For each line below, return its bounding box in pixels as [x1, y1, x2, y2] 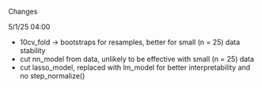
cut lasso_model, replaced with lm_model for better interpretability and [19, 63, 251, 72]
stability [19, 46, 46, 55]
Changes [8, 7, 38, 16]
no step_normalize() [19, 71, 85, 80]
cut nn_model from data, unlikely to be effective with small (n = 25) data [19, 55, 255, 63]
